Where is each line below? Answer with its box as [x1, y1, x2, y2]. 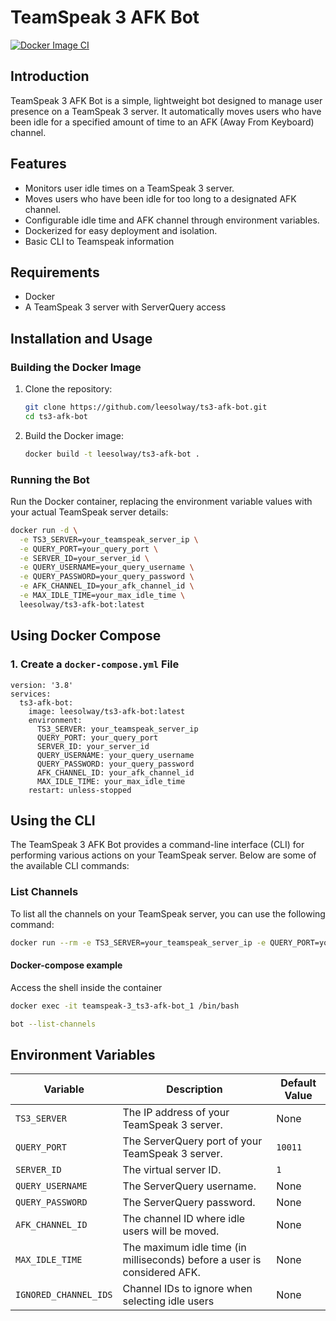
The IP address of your [122, 1106, 230, 1120]
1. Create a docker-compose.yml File [10, 657, 180, 671]
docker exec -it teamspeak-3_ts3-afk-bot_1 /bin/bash [10, 1001, 240, 1011]
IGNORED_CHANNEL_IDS [15, 1289, 113, 1301]
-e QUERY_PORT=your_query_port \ [19, 544, 159, 554]
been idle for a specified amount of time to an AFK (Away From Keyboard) [10, 116, 315, 128]
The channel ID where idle [122, 1212, 246, 1226]
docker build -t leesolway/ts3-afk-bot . [24, 449, 201, 459]
